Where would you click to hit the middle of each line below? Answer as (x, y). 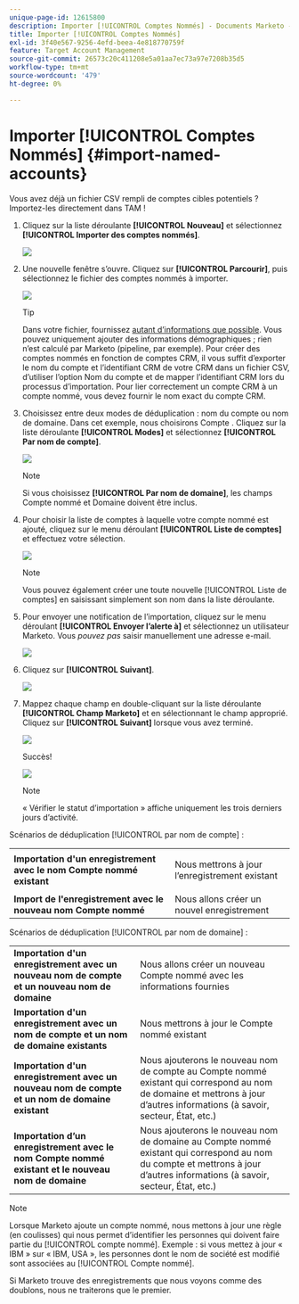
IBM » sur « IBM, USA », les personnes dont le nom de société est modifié (145, 1253)
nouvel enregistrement (222, 910)
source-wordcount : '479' (55, 76)
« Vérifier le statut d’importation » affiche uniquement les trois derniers (152, 807)
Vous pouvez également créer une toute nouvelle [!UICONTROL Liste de (154, 590)
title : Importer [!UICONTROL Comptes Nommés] (95, 34)
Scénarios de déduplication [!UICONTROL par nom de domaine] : (129, 932)
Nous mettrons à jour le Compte (206, 1023)
